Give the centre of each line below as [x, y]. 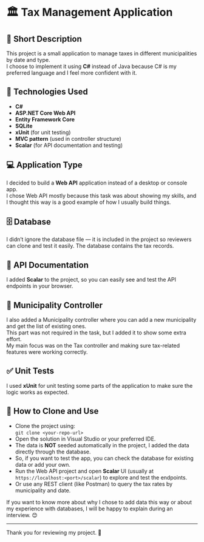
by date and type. [28, 60]
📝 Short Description [44, 39]
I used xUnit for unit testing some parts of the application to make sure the [100, 385]
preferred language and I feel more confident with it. [72, 73]
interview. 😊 [22, 515]
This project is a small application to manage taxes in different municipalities [102, 53]
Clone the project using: [45, 425]
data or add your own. [43, 464]
